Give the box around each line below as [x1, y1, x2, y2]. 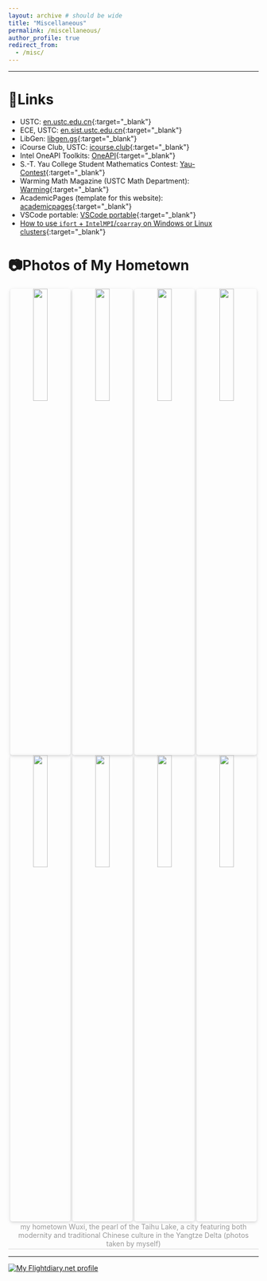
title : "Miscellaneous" [8, 19, 87, 27]
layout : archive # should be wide [8, 11, 123, 20]
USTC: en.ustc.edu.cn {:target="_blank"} [19, 116, 152, 126]
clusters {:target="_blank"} [19, 226, 106, 236]
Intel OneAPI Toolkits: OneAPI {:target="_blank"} [19, 151, 176, 160]
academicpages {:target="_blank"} [19, 201, 133, 211]
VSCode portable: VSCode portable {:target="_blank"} [19, 210, 196, 219]
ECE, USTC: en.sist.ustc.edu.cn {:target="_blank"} [19, 125, 183, 135]
